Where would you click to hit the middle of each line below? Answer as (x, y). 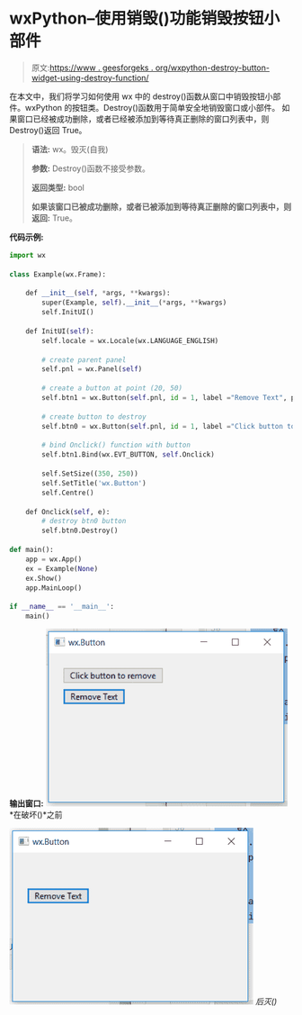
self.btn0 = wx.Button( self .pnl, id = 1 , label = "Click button (162, 426)
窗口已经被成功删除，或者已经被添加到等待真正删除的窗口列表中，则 (143, 119)
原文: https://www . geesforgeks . (92, 68)
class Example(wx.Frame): (58, 274)
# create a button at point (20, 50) (112, 388)
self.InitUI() (68, 313)
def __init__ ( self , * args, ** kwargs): (98, 294)
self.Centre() (68, 493)
